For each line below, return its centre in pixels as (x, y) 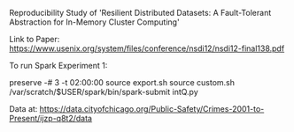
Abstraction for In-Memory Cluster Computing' (94, 22)
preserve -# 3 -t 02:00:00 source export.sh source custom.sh (122, 82)
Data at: (23, 109)
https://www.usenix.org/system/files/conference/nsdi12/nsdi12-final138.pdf (147, 48)
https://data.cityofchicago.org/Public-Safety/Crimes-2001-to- (152, 109)
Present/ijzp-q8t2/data (51, 118)
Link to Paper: (35, 39)
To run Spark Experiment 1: (58, 66)
